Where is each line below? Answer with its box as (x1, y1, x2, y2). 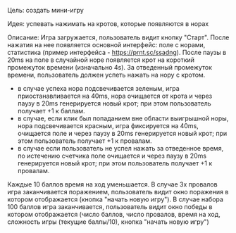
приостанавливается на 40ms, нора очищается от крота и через (17, 92, 213, 100)
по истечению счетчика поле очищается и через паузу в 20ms (17, 151, 206, 160)
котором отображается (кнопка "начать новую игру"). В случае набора (7, 195, 224, 203)
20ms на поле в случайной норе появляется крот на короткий (7, 56, 195, 64)
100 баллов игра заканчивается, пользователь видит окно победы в (7, 203, 213, 210)
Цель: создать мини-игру (7, 6, 85, 14)
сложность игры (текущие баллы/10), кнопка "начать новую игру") (7, 218, 209, 226)
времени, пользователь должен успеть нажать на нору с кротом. (7, 70, 206, 79)
